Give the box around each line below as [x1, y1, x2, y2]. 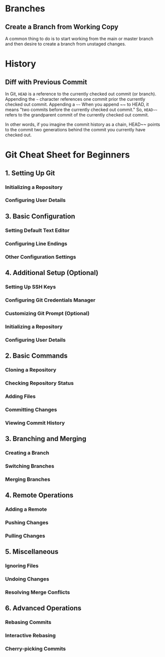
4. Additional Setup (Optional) [5, 269, 99, 277]
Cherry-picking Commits [5, 645, 66, 652]
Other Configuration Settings [5, 253, 76, 260]
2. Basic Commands [5, 351, 68, 360]
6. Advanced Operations [5, 604, 82, 613]
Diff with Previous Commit [5, 77, 87, 86]
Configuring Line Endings [5, 240, 67, 247]
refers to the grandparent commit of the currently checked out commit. [5, 112, 149, 117]
